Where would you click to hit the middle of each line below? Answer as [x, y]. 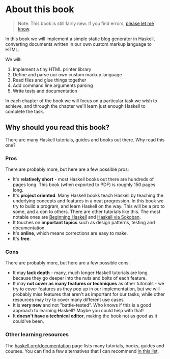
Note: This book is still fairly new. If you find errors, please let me [86, 23]
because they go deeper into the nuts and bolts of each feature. [80, 278]
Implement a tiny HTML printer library [52, 69]
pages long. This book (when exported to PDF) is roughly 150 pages [84, 185]
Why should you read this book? [58, 127]
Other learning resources [37, 335]
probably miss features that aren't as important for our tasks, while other [89, 294]
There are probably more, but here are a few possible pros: [67, 169]
